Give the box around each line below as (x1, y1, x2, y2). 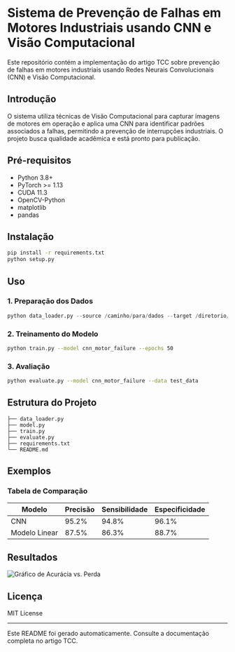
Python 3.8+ (17, 173, 54, 182)
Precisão (64, 504, 95, 514)
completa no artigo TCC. (7, 637, 78, 645)
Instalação (7, 230, 55, 243)
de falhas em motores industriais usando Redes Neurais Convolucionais (7, 65, 215, 74)
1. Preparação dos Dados (7, 296, 93, 306)
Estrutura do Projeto (7, 397, 97, 408)
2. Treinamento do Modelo (7, 328, 99, 338)
